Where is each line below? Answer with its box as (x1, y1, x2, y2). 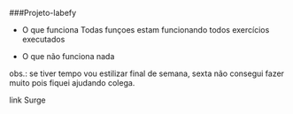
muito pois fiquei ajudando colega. (9, 78, 135, 87)
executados (21, 34, 66, 44)
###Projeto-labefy (9, 8, 77, 18)
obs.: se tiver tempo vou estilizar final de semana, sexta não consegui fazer (9, 68, 285, 79)
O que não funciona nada (21, 51, 115, 61)
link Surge (9, 95, 46, 105)
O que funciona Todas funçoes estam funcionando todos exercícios (21, 25, 270, 34)
